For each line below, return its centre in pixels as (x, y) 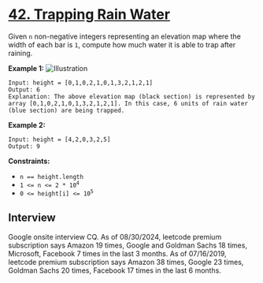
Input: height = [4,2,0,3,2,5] (59, 140)
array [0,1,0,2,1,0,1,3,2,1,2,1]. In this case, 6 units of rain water (128, 103)
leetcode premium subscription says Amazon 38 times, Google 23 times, (126, 262)
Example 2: (27, 125)
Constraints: (29, 161)
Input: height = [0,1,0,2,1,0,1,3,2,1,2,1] (81, 83)
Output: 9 (24, 146)
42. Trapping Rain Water (89, 15)
